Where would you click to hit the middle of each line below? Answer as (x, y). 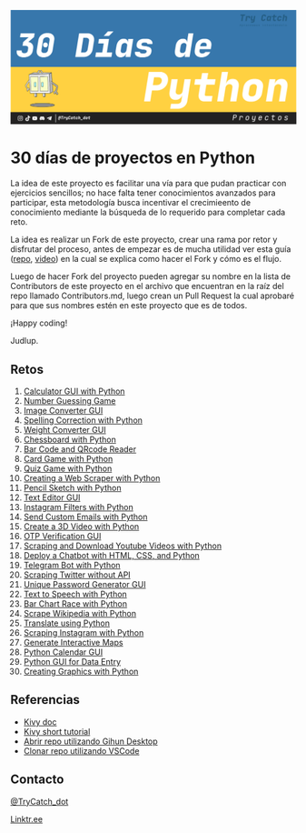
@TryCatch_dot (39, 801)
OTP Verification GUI (62, 537)
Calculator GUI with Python (74, 391)
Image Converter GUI (63, 411)
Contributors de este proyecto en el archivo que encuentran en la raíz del (147, 286)
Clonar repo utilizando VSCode (81, 750)
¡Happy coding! (39, 323)
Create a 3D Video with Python (81, 527)
